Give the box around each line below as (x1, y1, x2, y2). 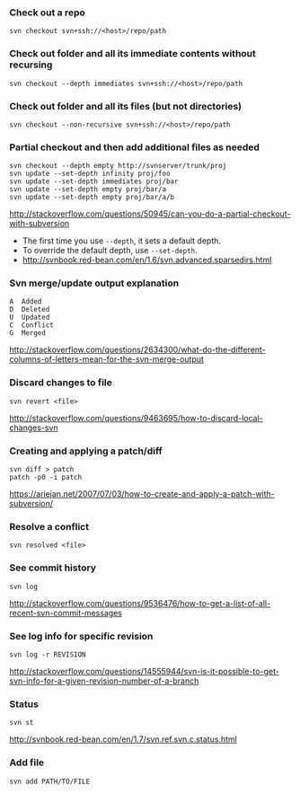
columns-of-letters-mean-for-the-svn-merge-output (9, 354, 205, 365)
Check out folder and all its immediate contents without (9, 48, 256, 60)
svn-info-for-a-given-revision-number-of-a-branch (9, 675, 199, 686)
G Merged (9, 329, 47, 338)
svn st (9, 719, 34, 728)
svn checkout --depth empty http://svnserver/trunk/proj (9, 162, 227, 171)
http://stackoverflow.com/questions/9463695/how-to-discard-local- (9, 412, 263, 423)
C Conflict (9, 321, 54, 330)
